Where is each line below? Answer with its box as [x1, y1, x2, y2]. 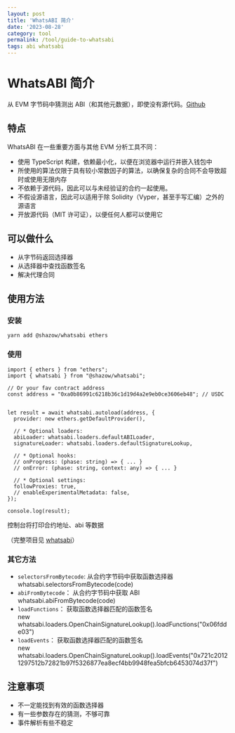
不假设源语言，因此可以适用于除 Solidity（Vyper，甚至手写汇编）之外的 [17, 193, 224, 201]
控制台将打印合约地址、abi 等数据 [7, 521, 104, 529]
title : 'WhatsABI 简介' [7, 17, 75, 24]
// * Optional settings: [13, 476, 86, 484]
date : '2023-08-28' [7, 23, 65, 30]
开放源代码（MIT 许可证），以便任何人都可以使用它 [17, 210, 163, 219]
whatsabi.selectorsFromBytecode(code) [17, 580, 134, 588]
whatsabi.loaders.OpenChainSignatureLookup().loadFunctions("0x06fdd [17, 620, 227, 628]
